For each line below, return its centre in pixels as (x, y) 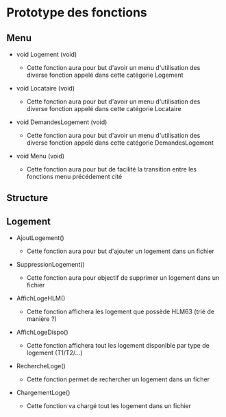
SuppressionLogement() (50, 265)
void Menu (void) (40, 156)
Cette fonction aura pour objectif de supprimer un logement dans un (123, 278)
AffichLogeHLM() (41, 298)
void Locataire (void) (46, 88)
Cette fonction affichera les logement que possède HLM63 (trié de (121, 312)
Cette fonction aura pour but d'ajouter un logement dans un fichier (121, 251)
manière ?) (41, 319)
